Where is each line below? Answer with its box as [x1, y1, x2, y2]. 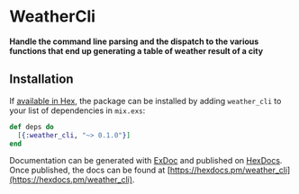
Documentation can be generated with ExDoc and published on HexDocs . [9, 155, 283, 166]
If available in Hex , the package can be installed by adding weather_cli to [9, 95, 282, 106]
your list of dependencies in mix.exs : [9, 105, 146, 116]
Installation [9, 72, 74, 87]
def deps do [9, 122, 54, 131]
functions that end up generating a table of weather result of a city [9, 45, 264, 56]
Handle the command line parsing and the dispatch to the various [9, 36, 259, 47]
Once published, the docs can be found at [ [9, 164, 171, 176]
